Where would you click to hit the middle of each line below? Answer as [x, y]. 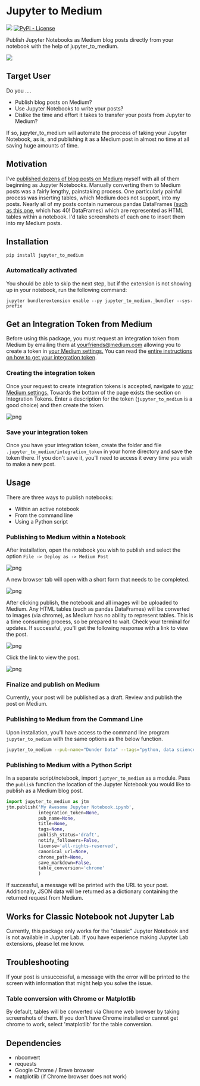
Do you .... [19, 90]
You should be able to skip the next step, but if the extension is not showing [99, 283]
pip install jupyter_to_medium [45, 256]
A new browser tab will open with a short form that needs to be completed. [98, 580]
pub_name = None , [57, 818]
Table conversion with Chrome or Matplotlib [71, 998]
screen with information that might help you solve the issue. [79, 983]
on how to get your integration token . [51, 358]
